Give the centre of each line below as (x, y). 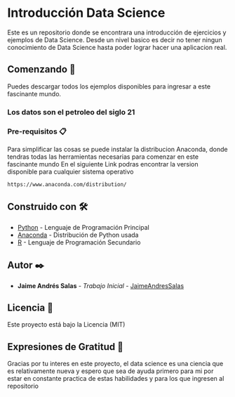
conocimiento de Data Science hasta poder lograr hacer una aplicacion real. (117, 47)
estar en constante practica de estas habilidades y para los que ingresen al (116, 379)
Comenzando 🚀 (41, 69)
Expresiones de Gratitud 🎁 (66, 347)
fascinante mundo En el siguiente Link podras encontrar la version (103, 164)
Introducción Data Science (86, 13)
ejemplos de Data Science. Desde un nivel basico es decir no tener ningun (115, 39)
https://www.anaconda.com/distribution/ (67, 184)
